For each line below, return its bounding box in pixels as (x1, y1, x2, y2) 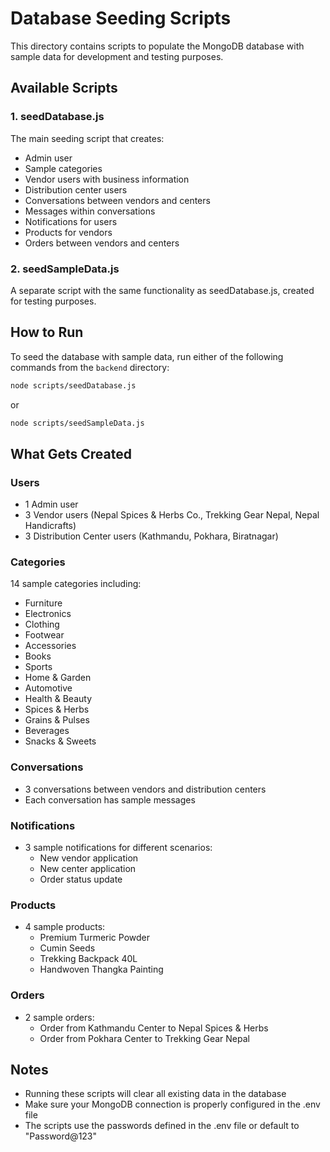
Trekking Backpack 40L (39, 953, 138, 965)
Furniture (24, 597, 63, 609)
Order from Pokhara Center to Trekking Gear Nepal (39, 1032, 250, 1044)
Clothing (24, 618, 60, 631)
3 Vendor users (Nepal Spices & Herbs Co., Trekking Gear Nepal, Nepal (24, 509, 320, 521)
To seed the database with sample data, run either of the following (10, 350, 284, 362)
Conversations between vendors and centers (24, 194, 211, 206)
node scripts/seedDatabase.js (10, 380, 137, 391)
